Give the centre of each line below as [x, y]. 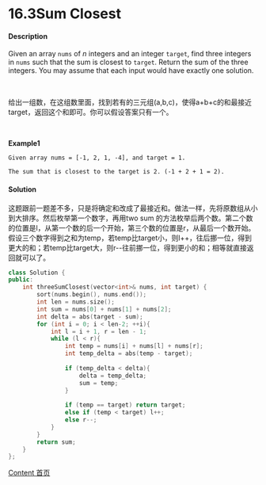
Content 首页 [29, 473]
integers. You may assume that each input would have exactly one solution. [131, 71]
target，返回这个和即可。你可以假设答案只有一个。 [91, 113]
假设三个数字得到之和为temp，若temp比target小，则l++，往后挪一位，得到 [130, 238]
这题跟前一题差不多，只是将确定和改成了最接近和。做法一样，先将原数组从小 [133, 208]
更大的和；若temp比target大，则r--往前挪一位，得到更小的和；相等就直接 [127, 247]
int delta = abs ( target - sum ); [90, 317]
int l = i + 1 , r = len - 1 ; [99, 331]
